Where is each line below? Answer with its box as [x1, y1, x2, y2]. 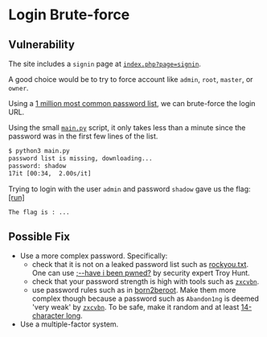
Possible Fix [8, 229, 71, 243]
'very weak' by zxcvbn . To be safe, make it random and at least [31, 302, 240, 312]
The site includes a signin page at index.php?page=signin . [8, 59, 201, 68]
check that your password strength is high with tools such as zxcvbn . [31, 277, 260, 286]
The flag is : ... [8, 208, 70, 216]
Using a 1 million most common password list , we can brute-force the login [8, 99, 256, 108]
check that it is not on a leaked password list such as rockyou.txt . [31, 260, 249, 269]
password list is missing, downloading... [8, 154, 153, 162]
